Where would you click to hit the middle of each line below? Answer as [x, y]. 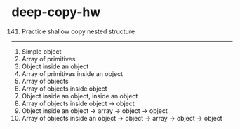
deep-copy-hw [56, 12]
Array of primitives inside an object [72, 73]
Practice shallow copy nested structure [78, 31]
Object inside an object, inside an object [80, 96]
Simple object [41, 51]
